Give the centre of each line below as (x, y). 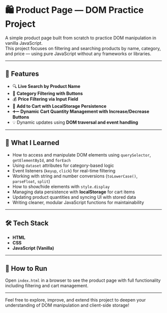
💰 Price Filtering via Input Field (45, 99)
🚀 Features (22, 74)
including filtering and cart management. (47, 286)
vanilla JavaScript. (24, 43)
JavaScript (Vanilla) (33, 248)
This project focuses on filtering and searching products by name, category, (83, 48)
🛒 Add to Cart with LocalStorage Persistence (59, 106)
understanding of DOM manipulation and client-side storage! (67, 305)
